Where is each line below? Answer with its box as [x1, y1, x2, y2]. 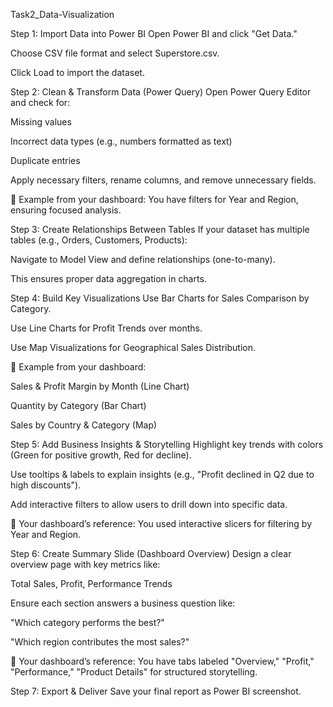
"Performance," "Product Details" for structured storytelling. [10, 666, 258, 678]
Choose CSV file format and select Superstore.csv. [10, 47, 220, 59]
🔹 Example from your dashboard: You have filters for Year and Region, [10, 194, 299, 205]
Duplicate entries [10, 155, 81, 166]
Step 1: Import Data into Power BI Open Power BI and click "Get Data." [10, 28, 298, 39]
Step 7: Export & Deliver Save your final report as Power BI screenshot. [10, 685, 302, 697]
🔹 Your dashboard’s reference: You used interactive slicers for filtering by [10, 518, 313, 529]
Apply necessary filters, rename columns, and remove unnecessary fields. [10, 174, 317, 186]
